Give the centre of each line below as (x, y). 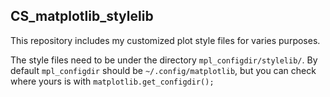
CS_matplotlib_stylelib (82, 16)
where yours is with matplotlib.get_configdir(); (112, 81)
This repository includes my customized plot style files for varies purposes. (165, 40)
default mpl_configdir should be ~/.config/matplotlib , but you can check (163, 70)
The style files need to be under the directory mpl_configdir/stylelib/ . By (164, 60)
